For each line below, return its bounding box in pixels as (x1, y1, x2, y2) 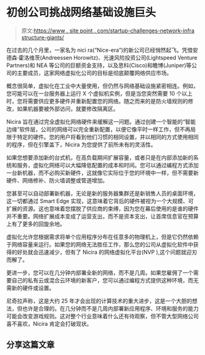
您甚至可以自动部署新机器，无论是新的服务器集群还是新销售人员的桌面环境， (6, 190, 199, 197)
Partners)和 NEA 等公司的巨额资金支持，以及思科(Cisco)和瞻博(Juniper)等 (6, 62, 192, 69)
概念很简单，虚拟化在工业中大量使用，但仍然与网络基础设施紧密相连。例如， (6, 82, 199, 89)
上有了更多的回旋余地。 (6, 220, 65, 228)
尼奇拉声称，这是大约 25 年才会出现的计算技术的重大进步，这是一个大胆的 (6, 297, 192, 304)
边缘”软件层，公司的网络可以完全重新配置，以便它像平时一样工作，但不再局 (6, 126, 196, 133)
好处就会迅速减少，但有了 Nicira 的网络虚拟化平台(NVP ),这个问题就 (16, 248, 187, 256)
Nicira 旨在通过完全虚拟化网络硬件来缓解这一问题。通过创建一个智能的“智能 (6, 118, 196, 125)
